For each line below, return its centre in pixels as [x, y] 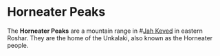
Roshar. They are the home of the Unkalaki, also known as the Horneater [110, 38]
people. [18, 45]
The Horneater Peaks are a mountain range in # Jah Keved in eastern [105, 31]
